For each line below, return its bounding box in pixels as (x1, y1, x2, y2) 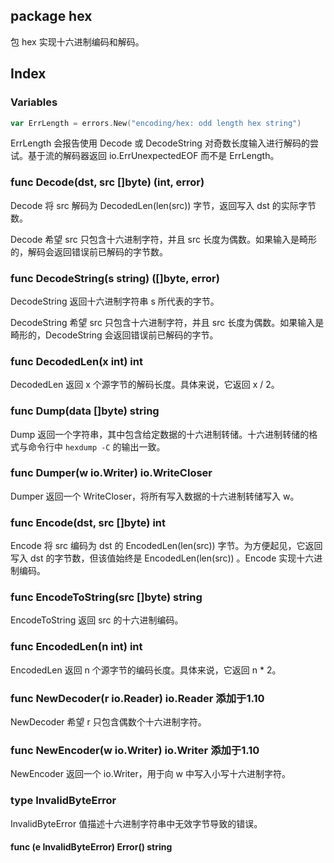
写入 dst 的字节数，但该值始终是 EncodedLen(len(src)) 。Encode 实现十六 (10, 552, 315, 564)
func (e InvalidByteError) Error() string (10, 841, 173, 853)
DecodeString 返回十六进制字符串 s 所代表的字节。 (10, 295, 220, 307)
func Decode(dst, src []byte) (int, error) (10, 175, 205, 189)
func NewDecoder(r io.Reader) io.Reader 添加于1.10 (10, 691, 265, 705)
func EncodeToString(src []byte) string (10, 590, 203, 604)
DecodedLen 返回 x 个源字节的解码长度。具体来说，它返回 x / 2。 (10, 379, 280, 391)
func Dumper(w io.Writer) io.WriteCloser (10, 466, 213, 480)
